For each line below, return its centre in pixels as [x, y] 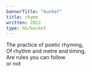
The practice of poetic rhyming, [45, 45]
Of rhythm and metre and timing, [46, 51]
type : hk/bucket [26, 28]
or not [13, 64]
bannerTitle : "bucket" [34, 12]
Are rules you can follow [36, 57]
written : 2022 [24, 22]
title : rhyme [22, 17]
